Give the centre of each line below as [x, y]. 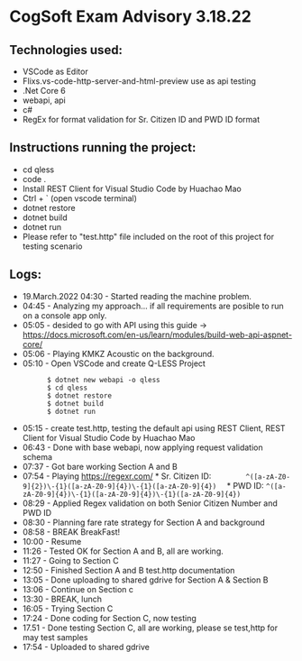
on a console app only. [64, 315]
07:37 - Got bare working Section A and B [100, 466]
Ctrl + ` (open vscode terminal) [80, 198]
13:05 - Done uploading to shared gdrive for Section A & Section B [145, 580]
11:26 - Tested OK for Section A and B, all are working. [123, 551]
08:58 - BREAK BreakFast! [71, 532]
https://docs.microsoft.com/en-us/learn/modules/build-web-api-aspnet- [157, 335]
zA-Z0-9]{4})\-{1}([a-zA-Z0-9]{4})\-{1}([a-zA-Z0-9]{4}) [132, 494]
